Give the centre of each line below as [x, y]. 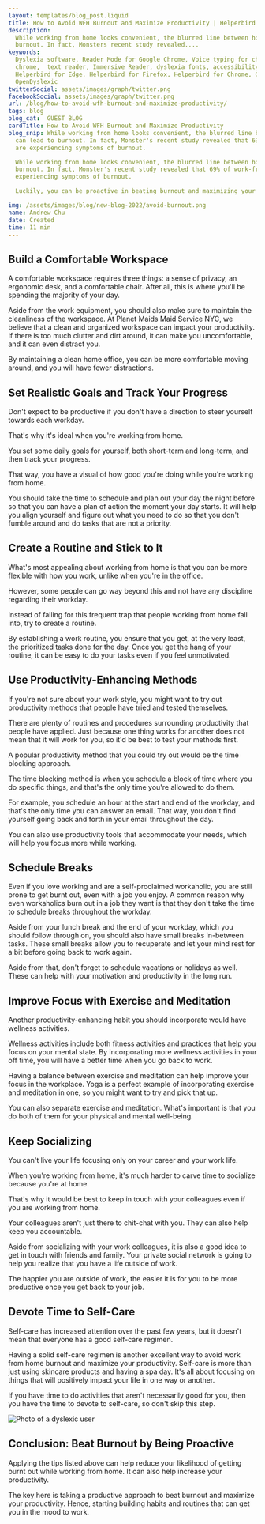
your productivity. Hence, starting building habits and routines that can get [129, 1503]
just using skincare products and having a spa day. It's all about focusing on [131, 1371]
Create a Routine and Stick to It [86, 548]
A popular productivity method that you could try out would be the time [123, 755]
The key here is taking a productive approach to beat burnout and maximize [131, 1495]
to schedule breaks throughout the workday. [80, 912]
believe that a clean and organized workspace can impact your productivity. [131, 327]
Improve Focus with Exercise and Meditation [119, 1001]
